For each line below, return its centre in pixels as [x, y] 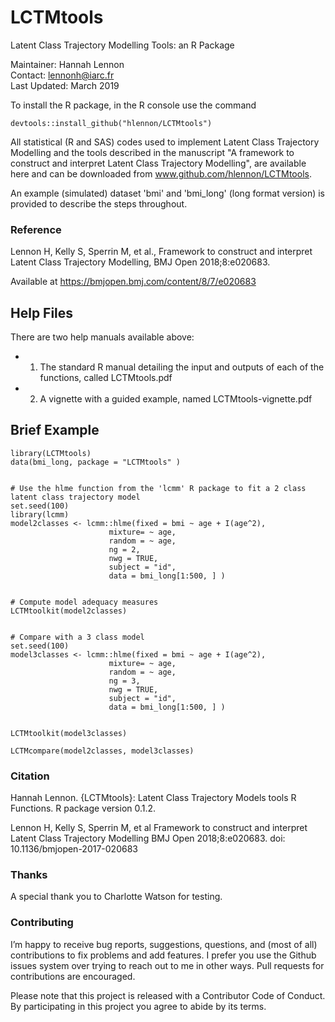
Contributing [42, 923]
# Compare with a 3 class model [77, 637]
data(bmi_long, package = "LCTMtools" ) [96, 462]
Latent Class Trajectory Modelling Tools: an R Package [122, 45]
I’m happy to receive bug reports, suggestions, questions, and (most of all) [164, 944]
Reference [36, 229]
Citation [30, 776]
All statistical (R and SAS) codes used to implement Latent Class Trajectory [165, 142]
